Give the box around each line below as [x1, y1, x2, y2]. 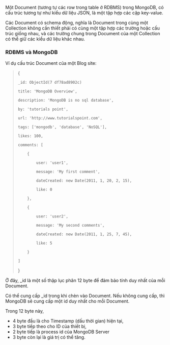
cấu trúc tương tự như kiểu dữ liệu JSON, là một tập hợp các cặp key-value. [5, 10, 164, 16]
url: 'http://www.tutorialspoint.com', [17, 116, 103, 121]
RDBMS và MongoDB [5, 48, 58, 56]
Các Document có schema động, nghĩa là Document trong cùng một [5, 20, 149, 26]
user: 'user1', [36, 160, 69, 165]
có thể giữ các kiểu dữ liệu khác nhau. [5, 36, 86, 42]
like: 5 [36, 241, 52, 246]
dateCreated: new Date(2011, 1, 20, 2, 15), [36, 178, 132, 183]
